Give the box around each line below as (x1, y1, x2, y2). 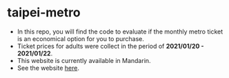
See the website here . (17, 64, 79, 72)
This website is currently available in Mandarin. (17, 56, 151, 64)
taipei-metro (7, 5, 81, 21)
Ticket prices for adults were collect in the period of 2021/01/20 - (17, 42, 205, 50)
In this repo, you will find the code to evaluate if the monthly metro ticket (17, 27, 223, 36)
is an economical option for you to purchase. (17, 34, 145, 42)
